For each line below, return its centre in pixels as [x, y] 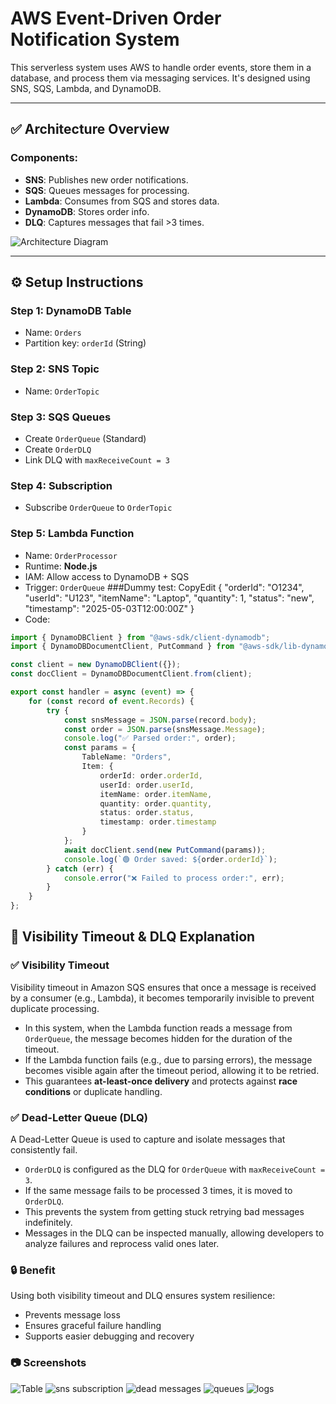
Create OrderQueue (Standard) [85, 438]
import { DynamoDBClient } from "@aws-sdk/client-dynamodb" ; [140, 637]
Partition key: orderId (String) [85, 343]
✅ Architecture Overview [90, 129]
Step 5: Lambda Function [72, 534]
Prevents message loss [72, 1315]
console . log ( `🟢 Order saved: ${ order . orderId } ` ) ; [170, 859]
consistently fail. [44, 1149]
